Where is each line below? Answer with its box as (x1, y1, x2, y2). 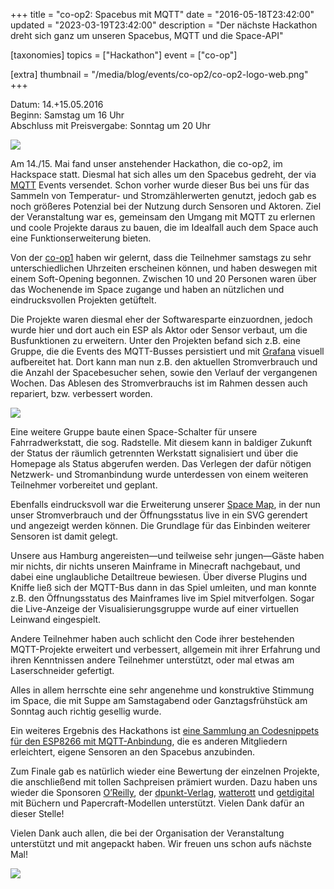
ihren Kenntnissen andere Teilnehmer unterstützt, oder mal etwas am (10, 654, 295, 666)
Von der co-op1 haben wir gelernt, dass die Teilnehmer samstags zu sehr (10, 252, 312, 263)
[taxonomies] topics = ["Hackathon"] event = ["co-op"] (10, 49, 238, 61)
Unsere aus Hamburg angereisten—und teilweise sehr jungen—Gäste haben (10, 550, 325, 561)
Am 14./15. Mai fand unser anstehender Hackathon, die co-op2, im (10, 158, 283, 169)
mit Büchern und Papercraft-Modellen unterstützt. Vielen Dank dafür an (10, 797, 305, 809)
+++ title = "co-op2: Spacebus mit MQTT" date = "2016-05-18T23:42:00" (10, 9, 315, 20)
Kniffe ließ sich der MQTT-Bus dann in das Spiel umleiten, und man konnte (10, 582, 317, 593)
